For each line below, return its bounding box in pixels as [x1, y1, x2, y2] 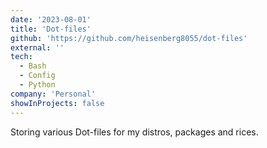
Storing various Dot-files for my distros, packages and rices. [10, 126, 259, 138]
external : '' [10, 42, 65, 53]
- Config [19, 71, 56, 81]
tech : [10, 52, 33, 62]
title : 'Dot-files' [10, 24, 92, 34]
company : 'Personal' [10, 89, 97, 99]
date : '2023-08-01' [10, 14, 92, 25]
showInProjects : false [10, 98, 105, 108]
